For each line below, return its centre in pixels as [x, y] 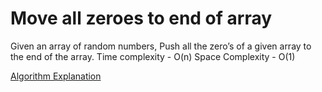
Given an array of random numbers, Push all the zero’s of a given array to [161, 46]
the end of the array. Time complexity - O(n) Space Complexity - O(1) [153, 56]
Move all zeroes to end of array [141, 18]
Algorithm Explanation [56, 76]
